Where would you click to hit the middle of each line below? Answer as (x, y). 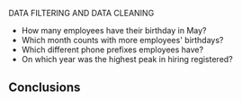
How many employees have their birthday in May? (114, 30)
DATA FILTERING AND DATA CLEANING (81, 13)
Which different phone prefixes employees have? (112, 50)
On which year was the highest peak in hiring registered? (127, 59)
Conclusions (45, 88)
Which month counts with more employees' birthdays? (122, 40)
